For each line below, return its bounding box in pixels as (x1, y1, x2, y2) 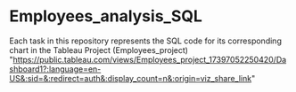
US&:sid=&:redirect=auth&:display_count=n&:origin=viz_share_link (9, 73, 252, 83)
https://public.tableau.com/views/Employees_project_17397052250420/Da (12, 54, 287, 65)
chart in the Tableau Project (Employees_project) (9, 44, 189, 55)
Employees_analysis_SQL (9, 6, 203, 27)
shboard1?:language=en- (9, 64, 102, 74)
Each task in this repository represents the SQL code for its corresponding (9, 35, 283, 46)
